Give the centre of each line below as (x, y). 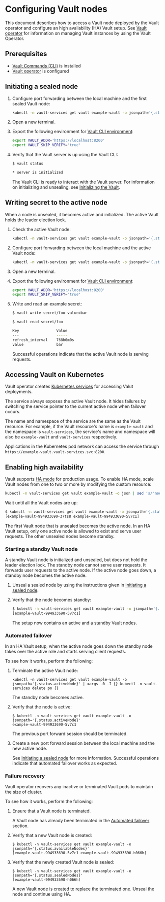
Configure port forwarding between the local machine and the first (79, 98)
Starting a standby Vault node (41, 549)
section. (20, 826)
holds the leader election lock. (36, 220)
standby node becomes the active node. (46, 575)
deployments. (19, 392)
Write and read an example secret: (47, 304)
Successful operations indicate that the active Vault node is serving (80, 354)
